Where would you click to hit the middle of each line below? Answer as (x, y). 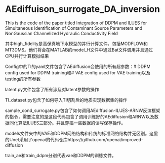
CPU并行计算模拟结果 (27, 56)
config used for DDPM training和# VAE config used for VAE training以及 (78, 72)
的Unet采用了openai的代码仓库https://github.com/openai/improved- (74, 139)
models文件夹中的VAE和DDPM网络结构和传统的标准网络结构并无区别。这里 (82, 133)
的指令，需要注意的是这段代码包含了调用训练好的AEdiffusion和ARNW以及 (80, 116)
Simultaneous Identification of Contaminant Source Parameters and (74, 28)
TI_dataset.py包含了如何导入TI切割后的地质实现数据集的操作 (66, 100)
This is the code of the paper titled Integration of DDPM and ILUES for (76, 23)
